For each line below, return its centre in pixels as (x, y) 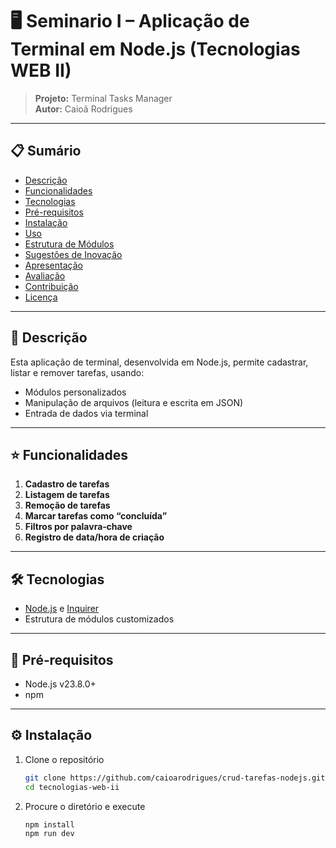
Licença (41, 297)
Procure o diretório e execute (85, 806)
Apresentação (53, 265)
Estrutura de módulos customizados (99, 619)
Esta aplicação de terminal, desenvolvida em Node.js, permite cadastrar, (159, 362)
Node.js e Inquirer (62, 609)
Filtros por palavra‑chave (78, 527)
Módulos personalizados (75, 392)
